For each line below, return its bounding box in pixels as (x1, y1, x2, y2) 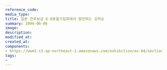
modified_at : (5, 35, 32, 40)
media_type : (5, 12, 30, 17)
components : (5, 44, 30, 49)
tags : (5, 53, 16, 58)
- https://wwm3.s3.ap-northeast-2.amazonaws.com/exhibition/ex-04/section (5, 48, 164, 53)
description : (5, 30, 32, 35)
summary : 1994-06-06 (5, 21, 48, 26)
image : (5, 26, 19, 31)
